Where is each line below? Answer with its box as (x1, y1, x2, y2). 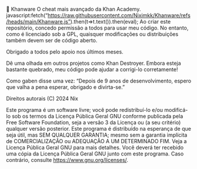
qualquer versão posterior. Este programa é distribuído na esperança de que (6, 125, 191, 132)
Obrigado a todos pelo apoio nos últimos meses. (6, 48, 123, 55)
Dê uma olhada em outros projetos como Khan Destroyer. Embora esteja (6, 59, 181, 67)
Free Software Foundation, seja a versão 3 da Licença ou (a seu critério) (6, 119, 181, 126)
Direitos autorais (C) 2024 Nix (6, 95, 78, 102)
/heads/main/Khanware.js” (6, 18, 71, 25)
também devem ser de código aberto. (6, 37, 98, 44)
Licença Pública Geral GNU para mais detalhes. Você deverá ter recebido (6, 144, 184, 151)
